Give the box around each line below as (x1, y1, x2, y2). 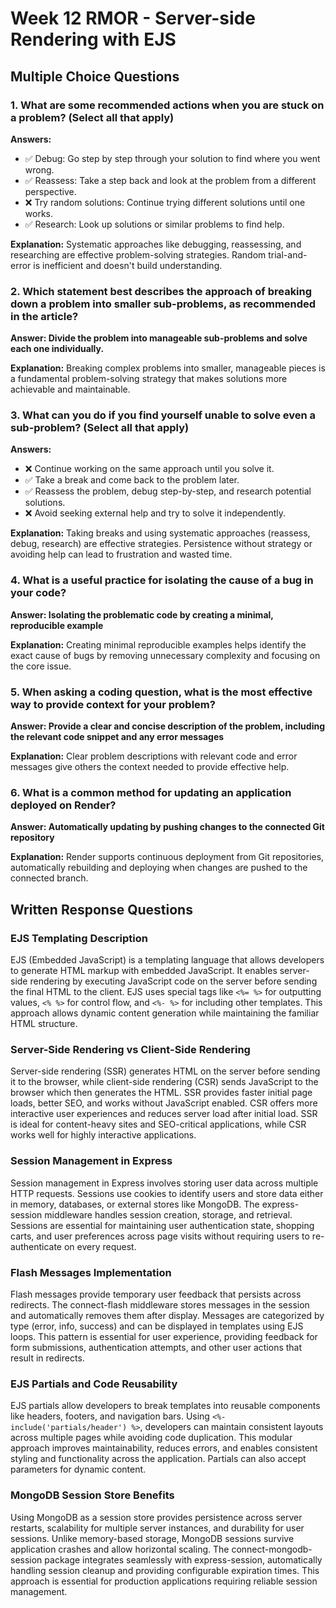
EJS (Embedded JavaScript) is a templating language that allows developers (10, 954, 325, 966)
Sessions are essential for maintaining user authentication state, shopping (10, 1219, 315, 1231)
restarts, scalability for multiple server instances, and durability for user (10, 1522, 305, 1534)
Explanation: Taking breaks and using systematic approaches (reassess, (10, 527, 311, 539)
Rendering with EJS (10, 28, 177, 51)
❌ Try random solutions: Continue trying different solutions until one (24, 196, 306, 208)
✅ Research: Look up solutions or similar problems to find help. (24, 218, 285, 230)
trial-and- (268, 248, 308, 261)
